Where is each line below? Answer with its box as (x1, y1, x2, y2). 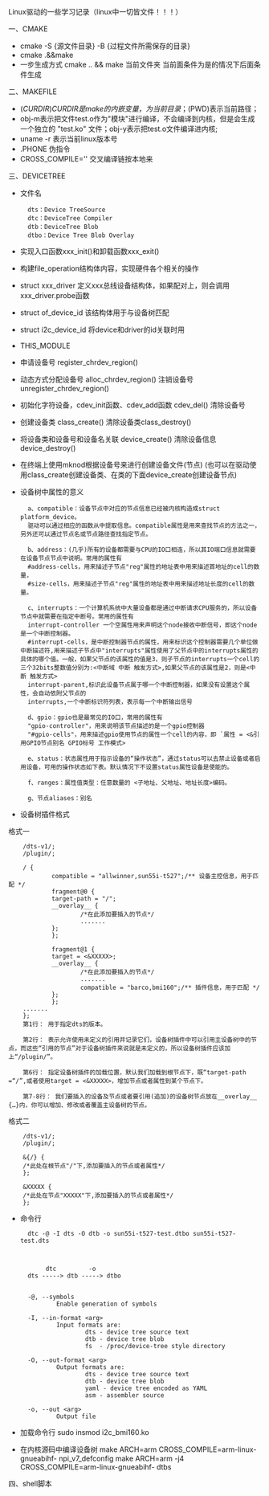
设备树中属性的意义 (19, 487, 84, 497)
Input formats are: (55, 1321, 122, 1329)
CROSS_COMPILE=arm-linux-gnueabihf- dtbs (19, 1462, 172, 1472)
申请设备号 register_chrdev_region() (19, 358, 139, 367)
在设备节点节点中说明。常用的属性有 (19, 554, 122, 562)
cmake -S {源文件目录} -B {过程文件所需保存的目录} (19, 41, 191, 51)
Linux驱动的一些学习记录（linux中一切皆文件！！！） (8, 7, 183, 16)
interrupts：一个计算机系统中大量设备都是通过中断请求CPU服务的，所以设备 (37, 604, 258, 612)
